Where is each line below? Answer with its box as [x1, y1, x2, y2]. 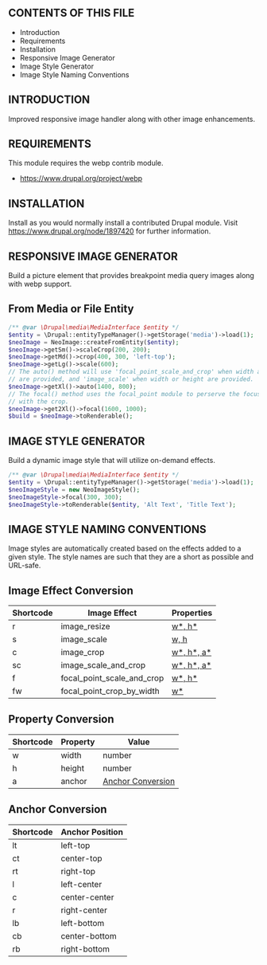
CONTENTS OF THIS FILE [8, 6, 135, 20]
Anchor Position [60, 826, 123, 838]
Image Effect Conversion [8, 583, 133, 597]
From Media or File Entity [8, 302, 134, 316]
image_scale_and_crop [60, 660, 145, 671]
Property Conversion [8, 712, 114, 726]
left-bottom [60, 917, 105, 928]
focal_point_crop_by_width [60, 685, 161, 696]
